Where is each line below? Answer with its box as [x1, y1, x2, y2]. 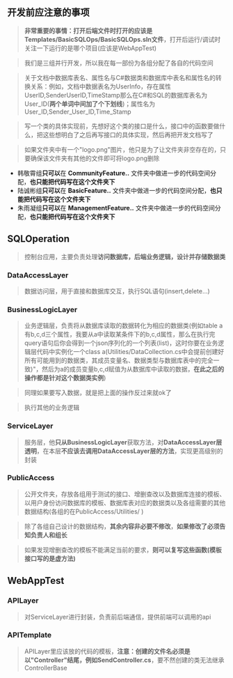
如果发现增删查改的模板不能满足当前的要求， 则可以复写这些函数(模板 [24, 546, 223, 554]
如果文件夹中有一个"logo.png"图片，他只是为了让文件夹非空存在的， [24, 145, 220, 153]
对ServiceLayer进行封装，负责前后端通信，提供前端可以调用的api [24, 612, 211, 621]
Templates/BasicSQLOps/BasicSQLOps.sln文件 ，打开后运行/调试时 [24, 35, 221, 43]
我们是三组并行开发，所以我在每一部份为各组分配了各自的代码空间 [24, 59, 214, 67]
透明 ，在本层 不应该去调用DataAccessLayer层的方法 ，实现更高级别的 [24, 447, 224, 455]
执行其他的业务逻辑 [24, 403, 80, 412]
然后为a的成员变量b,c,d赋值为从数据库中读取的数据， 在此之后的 [41, 365, 225, 373]
